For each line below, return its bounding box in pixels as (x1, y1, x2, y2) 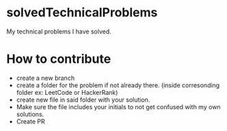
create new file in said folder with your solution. (16, 96, 150, 104)
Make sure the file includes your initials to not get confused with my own (16, 102, 221, 111)
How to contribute (6, 51, 111, 67)
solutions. (16, 110, 44, 118)
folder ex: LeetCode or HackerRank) (16, 88, 118, 96)
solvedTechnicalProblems (6, 5, 158, 20)
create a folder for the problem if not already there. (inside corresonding (16, 81, 220, 89)
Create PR (16, 117, 45, 126)
